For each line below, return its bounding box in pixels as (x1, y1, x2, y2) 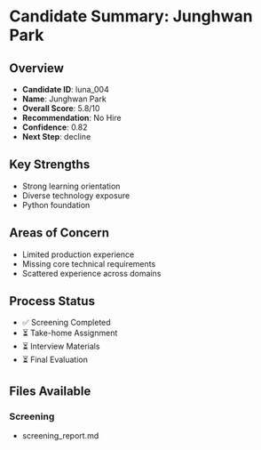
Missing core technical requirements (21, 258, 156, 269)
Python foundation (21, 199, 91, 210)
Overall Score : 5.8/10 (21, 103, 100, 113)
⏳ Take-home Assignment (21, 327, 118, 339)
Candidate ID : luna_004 (21, 84, 109, 94)
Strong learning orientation (21, 181, 121, 191)
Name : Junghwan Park (21, 93, 107, 104)
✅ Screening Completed (21, 317, 111, 328)
